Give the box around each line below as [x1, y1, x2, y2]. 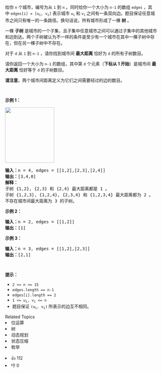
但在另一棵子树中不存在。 [13, 40, 65, 46]
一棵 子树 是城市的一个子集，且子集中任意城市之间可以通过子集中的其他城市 [5, 27, 157, 33]
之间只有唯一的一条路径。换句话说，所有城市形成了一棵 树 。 [9, 17, 132, 23]
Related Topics [5, 314, 35, 320]
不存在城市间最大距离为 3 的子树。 [5, 198, 77, 204]
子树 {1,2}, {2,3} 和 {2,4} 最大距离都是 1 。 [5, 186, 110, 191]
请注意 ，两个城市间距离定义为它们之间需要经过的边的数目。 [5, 77, 125, 83]
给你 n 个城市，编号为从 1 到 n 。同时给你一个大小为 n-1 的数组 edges [5, 4, 143, 10]
